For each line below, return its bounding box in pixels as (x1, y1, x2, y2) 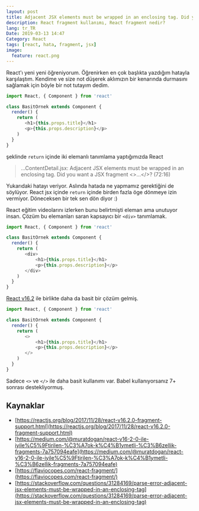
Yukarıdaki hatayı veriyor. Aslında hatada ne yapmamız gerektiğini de (6, 182, 175, 189)
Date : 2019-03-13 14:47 (6, 31, 65, 37)
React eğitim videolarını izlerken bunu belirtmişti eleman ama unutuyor (6, 206, 178, 213)
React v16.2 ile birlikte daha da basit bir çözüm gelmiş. (6, 295, 139, 302)
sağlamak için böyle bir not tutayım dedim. (6, 81, 110, 89)
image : (6, 47, 23, 53)
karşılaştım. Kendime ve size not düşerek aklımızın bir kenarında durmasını (6, 75, 188, 82)
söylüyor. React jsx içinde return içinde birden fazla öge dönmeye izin (6, 188, 177, 195)
